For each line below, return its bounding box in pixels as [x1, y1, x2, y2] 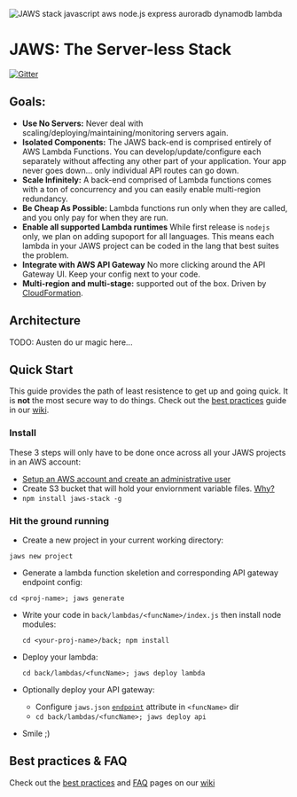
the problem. [21, 249, 69, 261]
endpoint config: [21, 576, 82, 587]
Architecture [9, 313, 82, 328]
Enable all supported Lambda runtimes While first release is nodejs [21, 222, 270, 232]
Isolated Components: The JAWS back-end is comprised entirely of [21, 137, 272, 147]
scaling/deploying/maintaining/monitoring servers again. [21, 127, 229, 137]
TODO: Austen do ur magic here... [9, 337, 133, 348]
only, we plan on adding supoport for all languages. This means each [21, 231, 275, 241]
